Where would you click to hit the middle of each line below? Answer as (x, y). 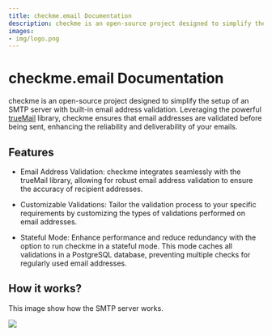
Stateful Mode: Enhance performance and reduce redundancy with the (138, 237)
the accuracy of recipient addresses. (81, 189)
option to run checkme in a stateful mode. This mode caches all (126, 246)
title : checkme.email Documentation (70, 16)
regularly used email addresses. (73, 263)
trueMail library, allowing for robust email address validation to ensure (136, 180)
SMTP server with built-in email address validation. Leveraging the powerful (135, 109)
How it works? (45, 289)
